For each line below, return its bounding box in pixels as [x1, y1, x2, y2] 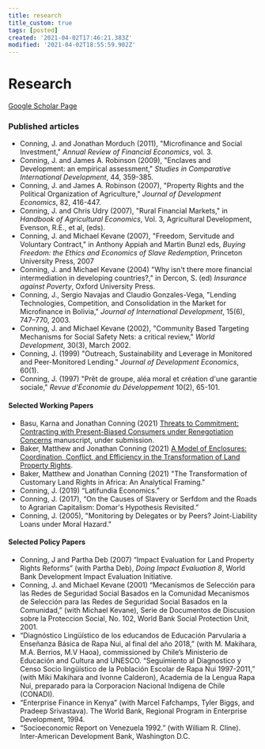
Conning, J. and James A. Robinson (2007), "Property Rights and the [19, 181, 244, 191]
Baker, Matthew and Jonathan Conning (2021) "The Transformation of [19, 468, 248, 479]
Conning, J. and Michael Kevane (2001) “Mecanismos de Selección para [19, 580, 256, 589]
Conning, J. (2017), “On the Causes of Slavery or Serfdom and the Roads [19, 494, 257, 503]
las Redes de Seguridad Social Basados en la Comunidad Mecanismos [19, 588, 250, 598]
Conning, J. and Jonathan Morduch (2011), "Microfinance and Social [19, 139, 243, 149]
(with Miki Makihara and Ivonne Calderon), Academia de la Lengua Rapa [19, 672, 256, 682]
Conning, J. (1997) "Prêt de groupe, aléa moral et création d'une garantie [19, 374, 257, 384]
